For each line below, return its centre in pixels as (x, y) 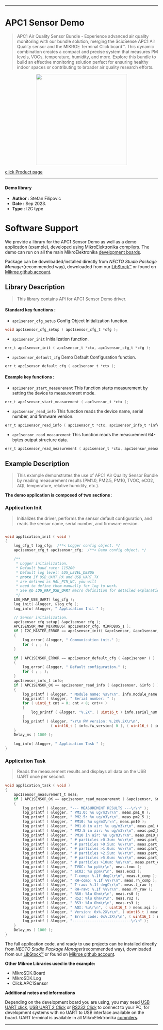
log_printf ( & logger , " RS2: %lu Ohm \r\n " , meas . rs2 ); (81, 899)
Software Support (42, 228)
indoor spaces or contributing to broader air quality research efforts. (85, 67)
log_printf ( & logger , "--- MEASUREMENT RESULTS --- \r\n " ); (86, 808)
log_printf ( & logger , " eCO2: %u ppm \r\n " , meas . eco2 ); (82, 871)
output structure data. (46, 440)
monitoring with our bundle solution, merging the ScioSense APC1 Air (86, 41)
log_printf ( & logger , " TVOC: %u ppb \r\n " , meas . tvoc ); (82, 867)
